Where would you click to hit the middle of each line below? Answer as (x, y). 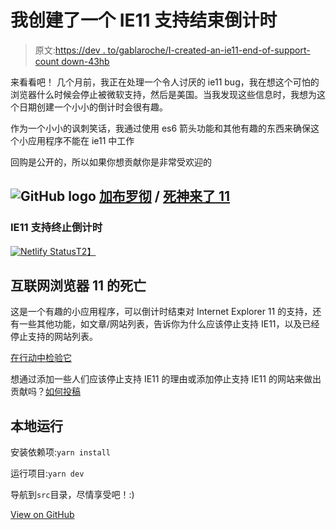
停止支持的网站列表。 (54, 337)
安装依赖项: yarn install (60, 452)
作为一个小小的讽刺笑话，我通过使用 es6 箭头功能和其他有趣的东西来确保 (161, 128)
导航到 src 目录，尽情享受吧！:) (72, 495)
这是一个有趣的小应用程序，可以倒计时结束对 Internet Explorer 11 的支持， (161, 312)
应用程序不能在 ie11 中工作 (81, 140)
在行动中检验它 (41, 358)
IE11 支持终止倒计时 (56, 228)
